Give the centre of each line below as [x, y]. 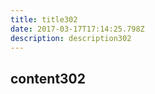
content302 [48, 78]
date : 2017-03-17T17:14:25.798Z [77, 29]
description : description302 [71, 38]
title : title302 [44, 19]
